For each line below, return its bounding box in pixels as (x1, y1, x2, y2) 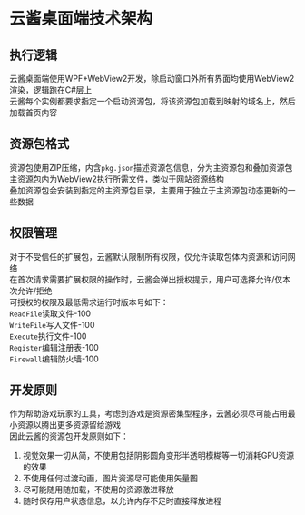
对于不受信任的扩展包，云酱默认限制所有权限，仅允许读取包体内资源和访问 (9, 251, 288, 262)
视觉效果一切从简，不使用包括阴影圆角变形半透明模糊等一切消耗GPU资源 (22, 451, 295, 461)
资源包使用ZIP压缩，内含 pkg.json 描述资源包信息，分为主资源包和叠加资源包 (9, 162, 293, 173)
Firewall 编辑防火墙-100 (9, 353, 100, 364)
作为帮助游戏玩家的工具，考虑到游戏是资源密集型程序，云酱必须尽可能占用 (9, 408, 288, 419)
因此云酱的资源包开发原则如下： (9, 431, 129, 441)
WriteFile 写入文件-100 (9, 319, 95, 330)
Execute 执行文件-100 (9, 331, 87, 342)
